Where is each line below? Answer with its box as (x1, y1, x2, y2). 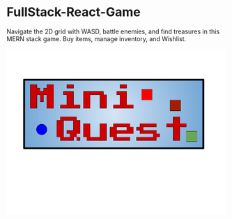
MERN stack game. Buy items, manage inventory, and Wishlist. (6, 34, 187, 43)
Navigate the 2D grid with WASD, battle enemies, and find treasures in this (6, 27, 220, 36)
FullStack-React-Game (6, 4, 141, 20)
